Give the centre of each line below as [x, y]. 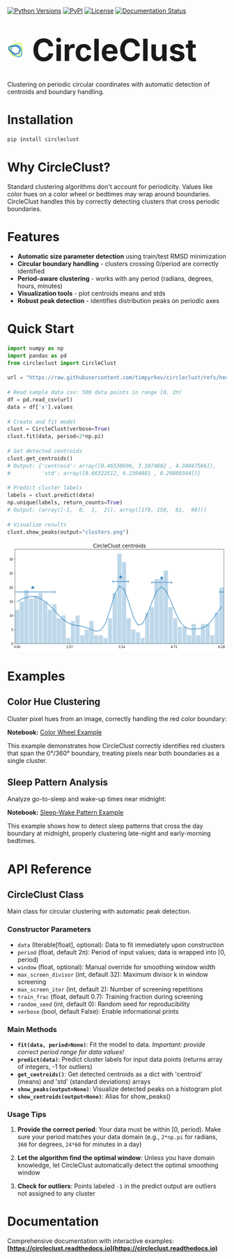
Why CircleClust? [59, 168]
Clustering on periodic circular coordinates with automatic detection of [109, 84]
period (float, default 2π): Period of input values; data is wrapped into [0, [122, 952]
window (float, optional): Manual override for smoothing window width [116, 967]
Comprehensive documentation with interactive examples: [91, 1241]
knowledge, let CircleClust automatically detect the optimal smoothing [118, 1165]
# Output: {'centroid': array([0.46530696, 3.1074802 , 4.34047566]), [112, 466]
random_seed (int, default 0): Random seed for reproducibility [103, 1004]
